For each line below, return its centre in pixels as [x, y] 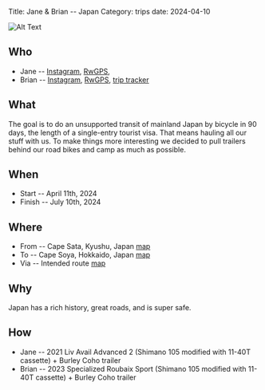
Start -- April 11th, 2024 [58, 194]
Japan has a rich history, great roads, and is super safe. [100, 308]
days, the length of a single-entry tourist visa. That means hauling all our [128, 132]
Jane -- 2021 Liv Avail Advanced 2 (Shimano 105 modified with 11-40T [135, 352]
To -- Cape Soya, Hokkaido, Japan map [85, 255]
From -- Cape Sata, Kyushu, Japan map [85, 246]
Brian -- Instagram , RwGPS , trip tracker [84, 80]
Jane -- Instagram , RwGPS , [65, 71]
